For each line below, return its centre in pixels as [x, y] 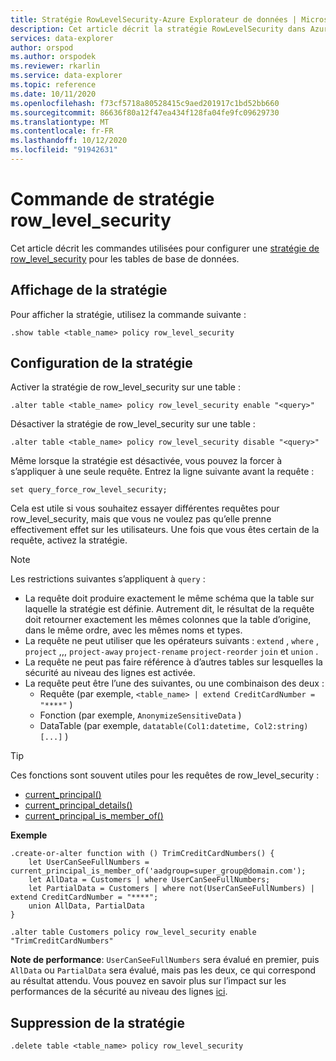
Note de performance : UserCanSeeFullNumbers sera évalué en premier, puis [165, 960]
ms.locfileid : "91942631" [64, 150]
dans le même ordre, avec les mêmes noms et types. [133, 630]
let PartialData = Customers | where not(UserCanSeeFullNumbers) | [171, 889]
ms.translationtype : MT [60, 122]
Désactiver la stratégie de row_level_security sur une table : [133, 424]
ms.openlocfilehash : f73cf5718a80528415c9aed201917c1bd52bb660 [145, 103]
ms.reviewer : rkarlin [55, 66]
